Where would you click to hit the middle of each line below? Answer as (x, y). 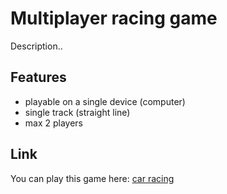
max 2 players (54, 123)
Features (38, 77)
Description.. (36, 46)
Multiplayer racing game (114, 18)
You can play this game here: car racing (92, 178)
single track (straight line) (77, 112)
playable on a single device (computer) (105, 101)
